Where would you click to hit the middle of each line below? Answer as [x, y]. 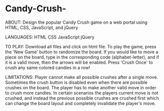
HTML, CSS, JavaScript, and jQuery [42, 27]
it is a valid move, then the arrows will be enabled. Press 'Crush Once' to [79, 62]
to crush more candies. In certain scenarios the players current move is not [82, 93]
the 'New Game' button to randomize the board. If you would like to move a [82, 52]
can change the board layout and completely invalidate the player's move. [81, 103]
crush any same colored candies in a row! [48, 68]
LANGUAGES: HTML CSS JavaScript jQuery [50, 37]
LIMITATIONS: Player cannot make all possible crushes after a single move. [82, 77]
